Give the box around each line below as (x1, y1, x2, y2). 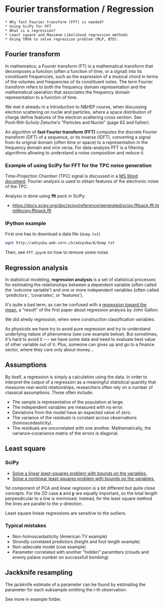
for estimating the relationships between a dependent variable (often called (5, 282, 157, 288)
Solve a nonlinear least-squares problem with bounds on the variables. (12, 475, 155, 481)
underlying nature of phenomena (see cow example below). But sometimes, (5, 331, 158, 337)
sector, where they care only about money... (5, 347, 94, 353)
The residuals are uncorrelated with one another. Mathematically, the (12, 425, 151, 431)
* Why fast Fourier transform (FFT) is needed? (5, 20, 104, 24)
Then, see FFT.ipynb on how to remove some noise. (5, 249, 110, 255)
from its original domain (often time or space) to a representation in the (5, 139, 148, 145)
